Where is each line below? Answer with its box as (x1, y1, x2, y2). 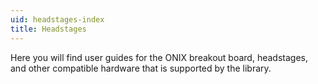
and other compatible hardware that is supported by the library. (10, 62, 272, 74)
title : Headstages (10, 24, 87, 34)
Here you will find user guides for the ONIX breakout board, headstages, (10, 51, 308, 63)
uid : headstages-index (10, 14, 105, 25)
